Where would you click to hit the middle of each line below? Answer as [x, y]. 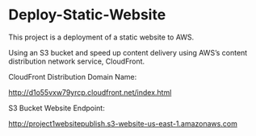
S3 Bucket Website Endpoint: [57, 108]
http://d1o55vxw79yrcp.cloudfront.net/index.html [90, 92]
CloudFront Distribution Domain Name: [73, 76]
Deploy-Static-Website [87, 15]
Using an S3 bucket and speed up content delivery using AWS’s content [128, 52]
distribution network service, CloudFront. [77, 61]
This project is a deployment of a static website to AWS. [101, 37]
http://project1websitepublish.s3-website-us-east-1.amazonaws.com [123, 123]
